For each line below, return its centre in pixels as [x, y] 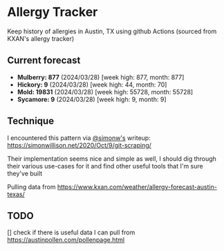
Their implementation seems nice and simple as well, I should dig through [112, 158]
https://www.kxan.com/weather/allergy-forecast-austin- [137, 187]
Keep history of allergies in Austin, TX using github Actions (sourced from [112, 31]
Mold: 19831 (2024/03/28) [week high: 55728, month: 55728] [105, 92]
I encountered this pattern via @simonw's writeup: [79, 138]
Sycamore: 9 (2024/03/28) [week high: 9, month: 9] [92, 99]
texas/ [16, 194]
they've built [25, 173]
